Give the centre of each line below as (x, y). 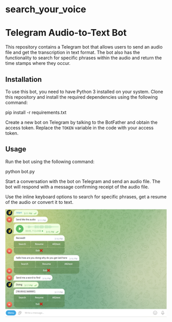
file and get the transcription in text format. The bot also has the (73, 53)
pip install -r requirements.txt (36, 112)
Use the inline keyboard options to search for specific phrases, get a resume (86, 197)
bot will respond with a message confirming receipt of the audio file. (77, 187)
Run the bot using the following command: (50, 162)
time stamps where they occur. (38, 63)
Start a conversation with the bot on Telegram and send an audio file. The (83, 181)
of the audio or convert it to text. (39, 202)
